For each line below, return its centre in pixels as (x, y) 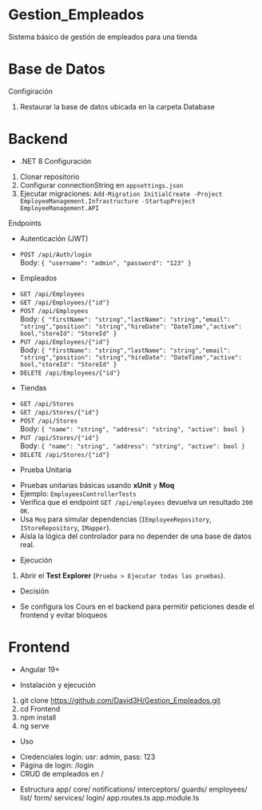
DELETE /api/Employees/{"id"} (70, 373)
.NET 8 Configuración (56, 161)
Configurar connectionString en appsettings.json (101, 185)
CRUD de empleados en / (62, 773)
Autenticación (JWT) (54, 238)
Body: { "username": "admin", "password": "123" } (105, 262)
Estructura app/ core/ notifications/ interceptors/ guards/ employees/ (133, 789)
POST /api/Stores (49, 421)
